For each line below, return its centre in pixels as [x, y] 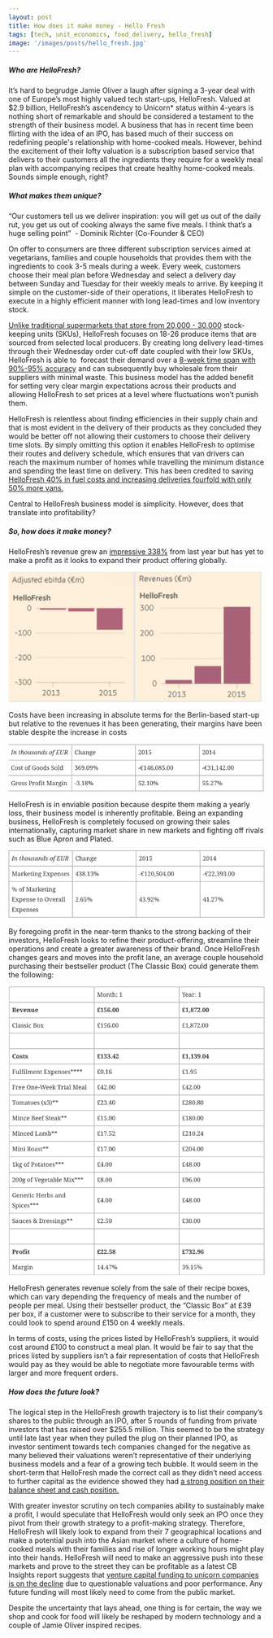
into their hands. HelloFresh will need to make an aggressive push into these [136, 1557]
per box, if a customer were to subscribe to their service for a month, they [132, 1314]
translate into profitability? [52, 513]
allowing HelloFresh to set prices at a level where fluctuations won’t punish [133, 395]
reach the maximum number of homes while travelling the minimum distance [136, 462]
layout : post [30, 17]
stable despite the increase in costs [68, 732]
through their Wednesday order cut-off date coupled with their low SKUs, [131, 352]
